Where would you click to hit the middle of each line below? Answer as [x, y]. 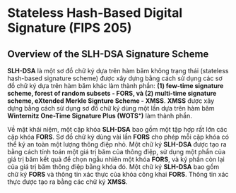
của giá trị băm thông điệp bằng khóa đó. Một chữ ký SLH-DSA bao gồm [113, 167]
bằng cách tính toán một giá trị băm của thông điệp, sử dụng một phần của [117, 152]
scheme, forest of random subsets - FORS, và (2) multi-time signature [112, 93]
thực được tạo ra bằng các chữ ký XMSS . [67, 182]
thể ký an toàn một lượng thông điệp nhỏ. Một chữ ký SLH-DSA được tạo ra [117, 144]
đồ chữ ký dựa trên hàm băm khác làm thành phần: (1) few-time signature [116, 86]
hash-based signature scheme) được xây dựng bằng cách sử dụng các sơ [115, 78]
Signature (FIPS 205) [70, 28]
